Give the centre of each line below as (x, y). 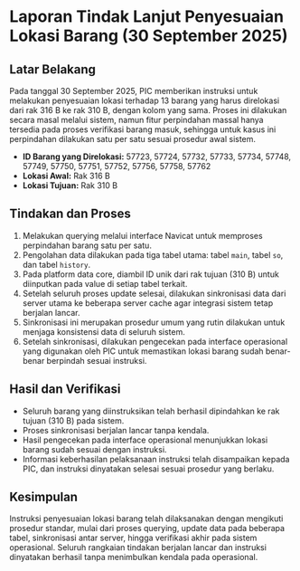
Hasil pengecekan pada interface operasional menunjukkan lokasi (145, 440)
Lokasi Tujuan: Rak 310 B (70, 186)
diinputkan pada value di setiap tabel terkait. (105, 283)
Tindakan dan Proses (70, 214)
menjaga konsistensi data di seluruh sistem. (103, 331)
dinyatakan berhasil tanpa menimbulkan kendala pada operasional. (134, 557)
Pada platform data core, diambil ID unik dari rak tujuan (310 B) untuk (151, 274)
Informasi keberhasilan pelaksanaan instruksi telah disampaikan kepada (156, 459)
